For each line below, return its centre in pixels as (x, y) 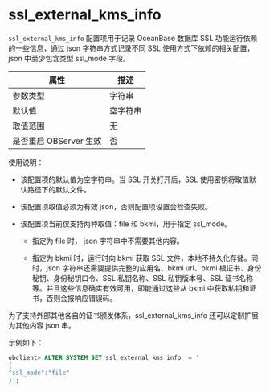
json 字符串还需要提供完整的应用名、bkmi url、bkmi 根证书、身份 (154, 268)
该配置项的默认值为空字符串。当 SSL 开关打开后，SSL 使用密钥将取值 (135, 179)
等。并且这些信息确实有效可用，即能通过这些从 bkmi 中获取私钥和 (141, 288)
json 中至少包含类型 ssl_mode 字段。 (69, 58)
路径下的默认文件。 (59, 189)
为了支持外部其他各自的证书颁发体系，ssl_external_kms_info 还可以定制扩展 (133, 315)
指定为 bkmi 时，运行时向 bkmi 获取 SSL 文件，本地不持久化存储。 (141, 258)
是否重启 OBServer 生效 (57, 141)
